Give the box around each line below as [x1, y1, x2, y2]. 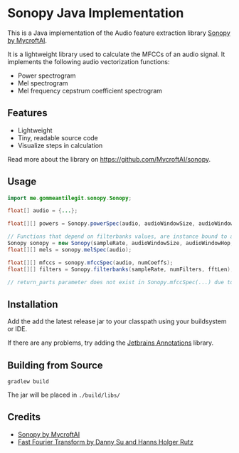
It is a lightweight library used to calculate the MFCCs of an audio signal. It [7, 50, 225, 58]
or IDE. [7, 325, 27, 333]
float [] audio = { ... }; [7, 207, 78, 214]
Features [7, 107, 48, 119]
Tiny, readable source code [17, 133, 98, 142]
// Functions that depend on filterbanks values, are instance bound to [7, 233, 228, 240]
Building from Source [7, 359, 103, 371]
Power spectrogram [17, 71, 76, 80]
